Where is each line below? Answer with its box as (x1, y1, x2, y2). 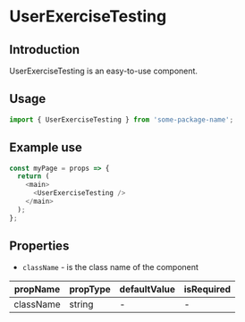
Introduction (9, 42, 80, 57)
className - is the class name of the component (21, 262, 199, 273)
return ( (17, 172, 50, 181)
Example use (9, 140, 83, 156)
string (69, 298, 94, 310)
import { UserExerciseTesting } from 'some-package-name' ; (9, 114, 234, 124)
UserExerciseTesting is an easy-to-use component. (9, 65, 199, 76)
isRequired (183, 284, 231, 296)
